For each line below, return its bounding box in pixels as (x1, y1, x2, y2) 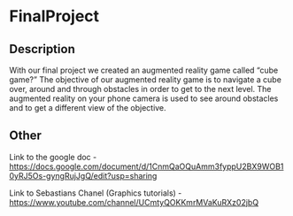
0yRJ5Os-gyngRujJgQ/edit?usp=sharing (9, 170, 158, 181)
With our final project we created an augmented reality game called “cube (9, 65, 279, 75)
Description (9, 42, 75, 57)
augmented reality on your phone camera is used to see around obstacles (9, 93, 279, 104)
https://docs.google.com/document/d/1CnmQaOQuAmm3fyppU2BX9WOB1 (9, 161, 284, 172)
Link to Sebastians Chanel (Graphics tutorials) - (9, 188, 182, 198)
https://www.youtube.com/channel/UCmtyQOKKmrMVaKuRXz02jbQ (9, 197, 259, 207)
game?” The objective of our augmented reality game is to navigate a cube (9, 74, 281, 85)
